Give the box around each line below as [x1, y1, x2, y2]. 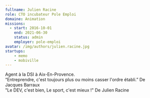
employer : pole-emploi [14, 40, 61, 45]
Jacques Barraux [5, 82, 40, 88]
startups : [5, 49, 26, 53]
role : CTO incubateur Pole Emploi [5, 12, 77, 17]
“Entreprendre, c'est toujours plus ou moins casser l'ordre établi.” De [5, 77, 146, 83]
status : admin [14, 35, 43, 40]
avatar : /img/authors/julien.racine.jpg [5, 44, 90, 49]
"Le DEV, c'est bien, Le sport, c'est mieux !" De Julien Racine [5, 87, 130, 93]
